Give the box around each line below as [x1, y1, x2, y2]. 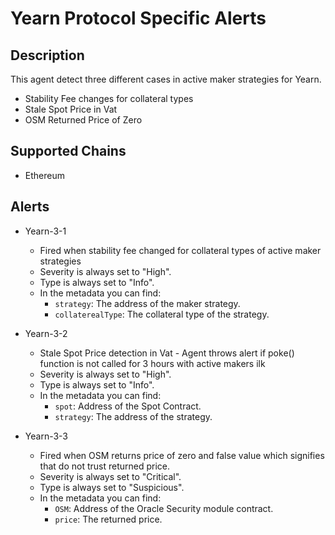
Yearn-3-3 [24, 430, 69, 442]
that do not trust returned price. [39, 460, 171, 472]
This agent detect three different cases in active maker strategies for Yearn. [10, 73, 322, 85]
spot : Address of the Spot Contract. [54, 400, 202, 412]
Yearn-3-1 [24, 225, 67, 237]
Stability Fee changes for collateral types [24, 93, 194, 104]
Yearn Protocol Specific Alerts [10, 7, 267, 30]
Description [10, 47, 85, 64]
